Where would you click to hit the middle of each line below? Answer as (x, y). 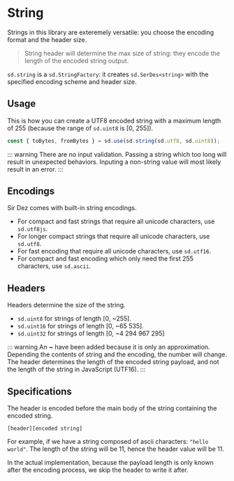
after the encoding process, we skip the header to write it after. (98, 470)
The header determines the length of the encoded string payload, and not (113, 362)
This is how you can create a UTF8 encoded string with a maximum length (114, 120)
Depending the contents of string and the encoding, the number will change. (117, 354)
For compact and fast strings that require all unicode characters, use (116, 221)
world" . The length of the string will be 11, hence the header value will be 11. (116, 449)
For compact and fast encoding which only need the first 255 (105, 259)
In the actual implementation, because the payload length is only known (111, 463)
